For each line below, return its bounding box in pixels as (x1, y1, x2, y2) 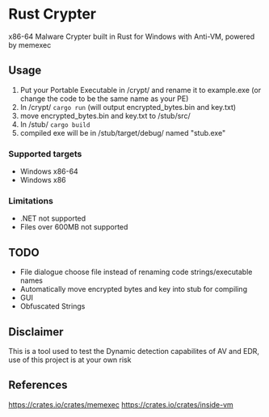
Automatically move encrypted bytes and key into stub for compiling (19, 284, 248, 294)
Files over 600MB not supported (19, 222, 128, 232)
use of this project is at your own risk (8, 355, 132, 364)
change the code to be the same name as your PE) (19, 94, 189, 103)
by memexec (8, 40, 52, 49)
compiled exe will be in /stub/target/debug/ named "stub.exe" (19, 128, 226, 137)
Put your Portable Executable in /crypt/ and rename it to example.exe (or (19, 85, 261, 95)
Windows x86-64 (19, 166, 78, 176)
